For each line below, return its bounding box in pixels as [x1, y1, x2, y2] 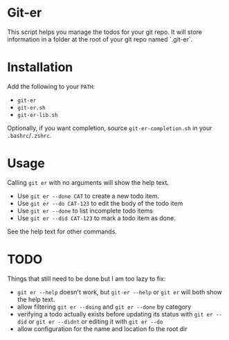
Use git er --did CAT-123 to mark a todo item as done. [17, 213, 176, 222]
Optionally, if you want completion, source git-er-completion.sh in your [7, 123, 212, 132]
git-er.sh [17, 104, 46, 111]
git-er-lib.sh [17, 111, 58, 118]
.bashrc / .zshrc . [7, 131, 52, 139]
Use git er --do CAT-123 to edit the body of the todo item [17, 199, 183, 207]
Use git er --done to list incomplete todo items [17, 206, 154, 215]
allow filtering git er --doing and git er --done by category [17, 303, 192, 311]
